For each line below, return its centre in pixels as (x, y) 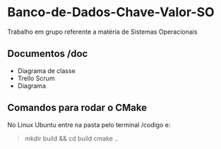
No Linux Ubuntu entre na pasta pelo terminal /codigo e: (89, 124)
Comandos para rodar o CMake (77, 108)
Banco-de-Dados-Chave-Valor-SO (111, 12)
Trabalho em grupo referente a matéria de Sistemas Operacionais (102, 32)
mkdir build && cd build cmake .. (71, 138)
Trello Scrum (36, 78)
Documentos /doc (48, 54)
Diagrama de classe (46, 70)
